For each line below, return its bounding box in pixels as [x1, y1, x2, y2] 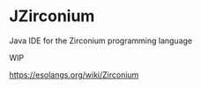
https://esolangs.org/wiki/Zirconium [9, 69, 139, 80]
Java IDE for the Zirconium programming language [9, 35, 192, 46]
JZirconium [9, 6, 95, 26]
